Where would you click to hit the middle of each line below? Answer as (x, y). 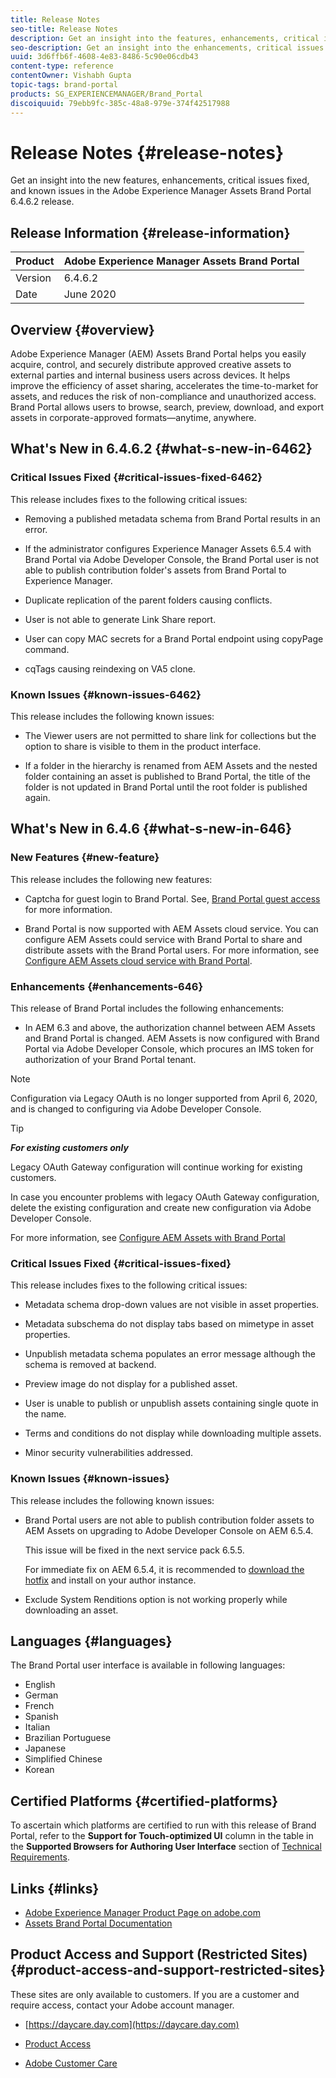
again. (37, 798)
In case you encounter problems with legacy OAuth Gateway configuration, (165, 1197)
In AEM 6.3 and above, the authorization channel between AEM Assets (170, 1028)
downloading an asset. (71, 1610)
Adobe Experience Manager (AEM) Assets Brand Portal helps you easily (158, 354)
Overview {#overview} (82, 329)
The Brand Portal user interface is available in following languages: (148, 1665)
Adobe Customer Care (71, 2063)
